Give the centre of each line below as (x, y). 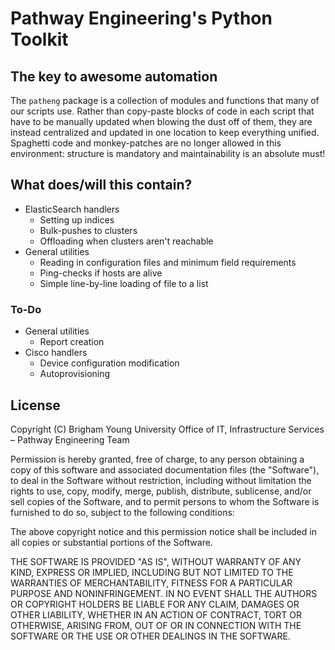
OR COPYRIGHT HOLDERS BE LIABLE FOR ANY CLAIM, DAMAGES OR (155, 604)
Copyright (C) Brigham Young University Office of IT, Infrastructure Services (167, 429)
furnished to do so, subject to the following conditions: (122, 512)
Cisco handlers (56, 353)
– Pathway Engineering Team (70, 439)
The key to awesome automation (114, 76)
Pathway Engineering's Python (141, 18)
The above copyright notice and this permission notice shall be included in (163, 531)
